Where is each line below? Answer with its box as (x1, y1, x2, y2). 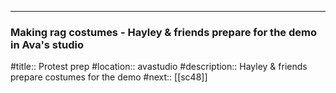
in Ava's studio (10, 37, 84, 51)
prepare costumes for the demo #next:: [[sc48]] (10, 71, 208, 83)
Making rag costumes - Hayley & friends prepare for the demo (10, 25, 317, 39)
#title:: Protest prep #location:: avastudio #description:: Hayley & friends (10, 61, 308, 73)
